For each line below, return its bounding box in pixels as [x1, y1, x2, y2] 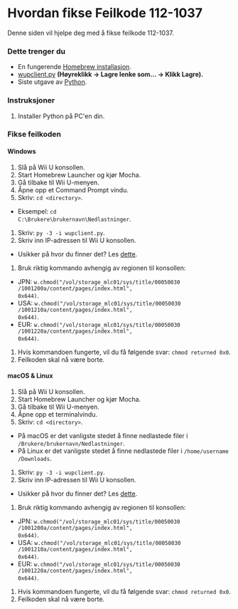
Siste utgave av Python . [17, 78, 87, 86]
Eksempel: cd [17, 207, 57, 215]
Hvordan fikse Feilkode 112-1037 [7, 5, 202, 21]
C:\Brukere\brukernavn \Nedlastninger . [17, 214, 131, 223]
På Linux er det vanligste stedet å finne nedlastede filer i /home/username [17, 447, 229, 455]
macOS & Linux [7, 372, 53, 380]
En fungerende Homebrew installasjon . [17, 63, 131, 71]
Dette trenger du [7, 46, 66, 56]
